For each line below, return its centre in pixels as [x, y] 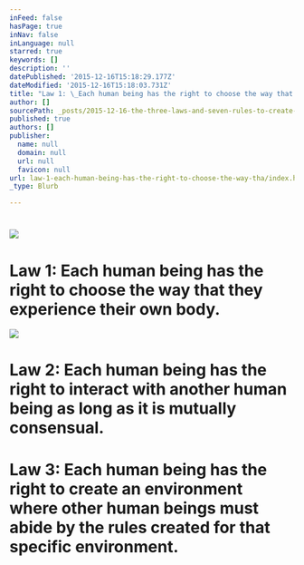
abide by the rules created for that [140, 527]
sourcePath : [32, 111]
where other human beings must [134, 508]
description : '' [40, 69]
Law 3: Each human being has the [138, 469]
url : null [36, 161]
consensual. [57, 428]
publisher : [30, 136]
